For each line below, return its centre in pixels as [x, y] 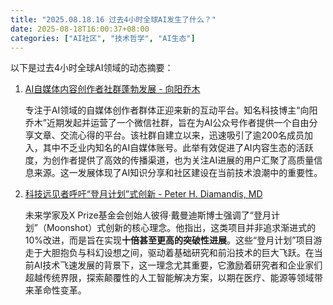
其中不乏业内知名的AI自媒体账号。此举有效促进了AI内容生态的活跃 [178, 148]
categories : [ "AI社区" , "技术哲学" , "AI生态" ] [103, 38]
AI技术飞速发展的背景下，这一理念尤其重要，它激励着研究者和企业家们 [178, 265]
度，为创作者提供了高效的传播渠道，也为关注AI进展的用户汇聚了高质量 [169, 160]
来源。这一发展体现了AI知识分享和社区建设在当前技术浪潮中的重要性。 [178, 173]
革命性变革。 [60, 290]
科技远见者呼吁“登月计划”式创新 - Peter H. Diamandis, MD [143, 194]
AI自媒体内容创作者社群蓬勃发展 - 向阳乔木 [112, 89]
